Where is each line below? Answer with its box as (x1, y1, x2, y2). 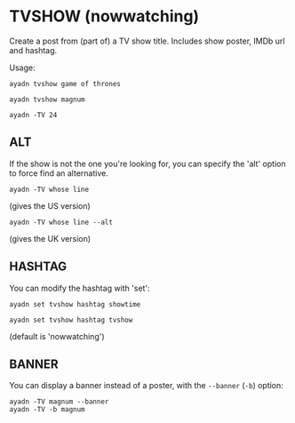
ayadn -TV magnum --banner (9, 397, 109, 406)
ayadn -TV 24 (9, 110, 58, 119)
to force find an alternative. (9, 167, 108, 179)
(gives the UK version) (9, 233, 92, 243)
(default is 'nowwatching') (9, 331, 105, 341)
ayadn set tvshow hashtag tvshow (9, 315, 133, 324)
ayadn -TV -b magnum (9, 405, 86, 414)
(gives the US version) (9, 200, 91, 211)
